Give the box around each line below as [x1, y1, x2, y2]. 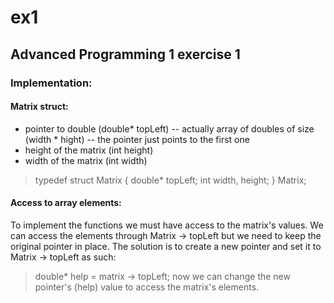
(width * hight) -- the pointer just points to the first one [24, 133, 250, 145]
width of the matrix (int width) [24, 154, 148, 166]
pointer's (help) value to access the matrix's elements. [34, 281, 260, 293]
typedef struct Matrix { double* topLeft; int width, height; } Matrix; [34, 174, 307, 186]
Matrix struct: [10, 101, 69, 113]
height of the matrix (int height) [24, 144, 154, 156]
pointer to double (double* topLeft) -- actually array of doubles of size [24, 122, 315, 135]
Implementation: [10, 76, 93, 90]
